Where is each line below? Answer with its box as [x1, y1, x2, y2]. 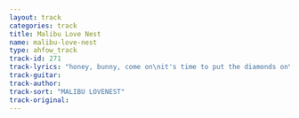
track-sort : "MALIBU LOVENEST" [9, 87, 125, 96]
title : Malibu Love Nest [9, 29, 101, 38]
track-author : [9, 79, 62, 88]
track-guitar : [9, 71, 62, 80]
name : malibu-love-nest [9, 37, 98, 47]
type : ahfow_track [9, 46, 77, 55]
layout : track [9, 12, 62, 22]
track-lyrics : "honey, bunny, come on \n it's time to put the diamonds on [9, 63, 289, 72]
